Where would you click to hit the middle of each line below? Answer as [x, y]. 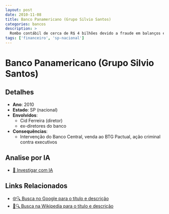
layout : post [19, 10]
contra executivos [38, 142]
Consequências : [30, 131]
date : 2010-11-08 [23, 15]
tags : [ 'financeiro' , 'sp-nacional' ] [45, 38]
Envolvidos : [25, 115]
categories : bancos [26, 24]
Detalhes [20, 92]
